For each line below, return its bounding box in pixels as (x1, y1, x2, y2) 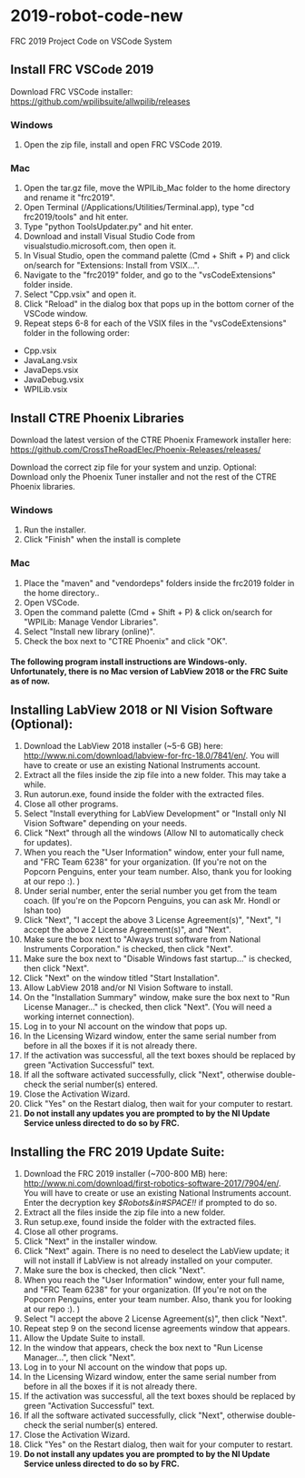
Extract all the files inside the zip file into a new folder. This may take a (23, 770, 287, 781)
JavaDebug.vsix (23, 374, 84, 385)
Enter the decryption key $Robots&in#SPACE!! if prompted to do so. (23, 1197, 278, 1208)
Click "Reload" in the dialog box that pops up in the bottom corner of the (23, 299, 294, 309)
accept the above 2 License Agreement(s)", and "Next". (23, 925, 232, 936)
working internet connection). (23, 1011, 135, 1022)
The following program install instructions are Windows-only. (10, 656, 248, 667)
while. (23, 779, 46, 790)
